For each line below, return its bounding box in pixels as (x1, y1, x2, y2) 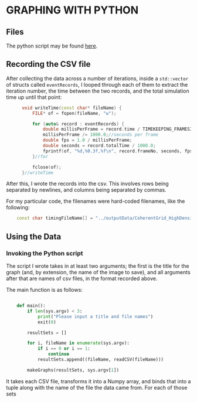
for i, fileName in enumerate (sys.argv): (27, 340, 130, 346)
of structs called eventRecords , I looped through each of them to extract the (6, 81, 188, 88)
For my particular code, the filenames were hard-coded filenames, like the (6, 197, 185, 205)
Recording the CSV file (6, 59, 91, 69)
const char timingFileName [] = (16, 215, 93, 222)
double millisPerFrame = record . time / (43, 127, 141, 132)
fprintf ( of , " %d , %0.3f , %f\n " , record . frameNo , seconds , (43, 148, 182, 154)
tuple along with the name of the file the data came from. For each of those (6, 384, 188, 391)
